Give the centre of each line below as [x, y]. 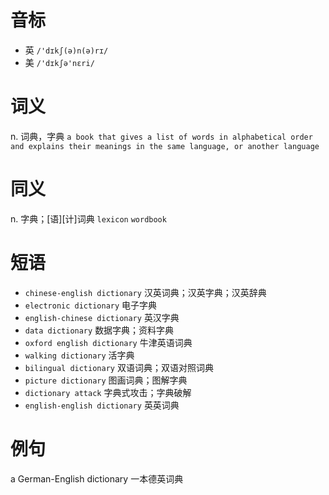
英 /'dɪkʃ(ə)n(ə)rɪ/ [66, 50]
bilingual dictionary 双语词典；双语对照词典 [119, 367]
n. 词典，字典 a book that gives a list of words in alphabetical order [161, 136]
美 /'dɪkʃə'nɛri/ [59, 62]
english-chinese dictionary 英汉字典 [102, 317]
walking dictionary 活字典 [79, 355]
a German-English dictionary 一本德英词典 [97, 478]
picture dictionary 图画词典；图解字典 [106, 380]
